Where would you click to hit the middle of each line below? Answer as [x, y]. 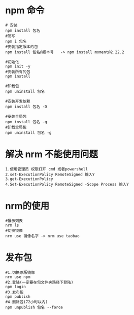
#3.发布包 [14, 292]
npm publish [18, 296]
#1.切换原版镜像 [20, 272]
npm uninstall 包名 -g [28, 132]
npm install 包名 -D [26, 107]
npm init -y [18, 66]
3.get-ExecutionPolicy [29, 179]
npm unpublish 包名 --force [34, 307]
